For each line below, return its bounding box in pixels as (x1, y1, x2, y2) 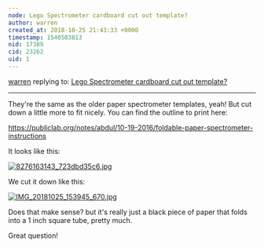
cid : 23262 (8, 48, 44, 56)
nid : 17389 (8, 41, 44, 49)
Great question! (8, 231, 59, 240)
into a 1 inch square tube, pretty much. (8, 215, 133, 224)
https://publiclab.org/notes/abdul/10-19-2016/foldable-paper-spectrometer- (8, 122, 254, 132)
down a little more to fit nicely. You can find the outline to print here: (8, 108, 228, 117)
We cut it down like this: (8, 177, 86, 186)
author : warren (8, 19, 58, 27)
